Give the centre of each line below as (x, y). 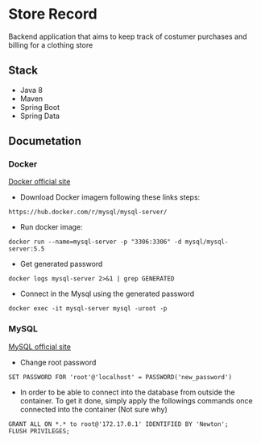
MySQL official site (39, 346)
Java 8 (31, 90)
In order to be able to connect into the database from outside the (127, 392)
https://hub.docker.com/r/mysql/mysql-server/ (88, 212)
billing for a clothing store (51, 44)
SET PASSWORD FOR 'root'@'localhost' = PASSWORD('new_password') (120, 377)
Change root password (58, 362)
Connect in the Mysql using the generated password (107, 294)
